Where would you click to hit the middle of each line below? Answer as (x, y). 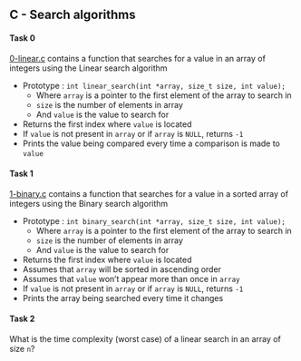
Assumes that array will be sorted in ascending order (122, 269)
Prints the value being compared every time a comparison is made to (151, 143)
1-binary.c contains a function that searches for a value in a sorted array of (149, 193)
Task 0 (23, 38)
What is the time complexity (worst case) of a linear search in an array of (145, 339)
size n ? (22, 349)
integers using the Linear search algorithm (88, 68)
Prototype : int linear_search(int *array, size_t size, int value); (154, 85)
